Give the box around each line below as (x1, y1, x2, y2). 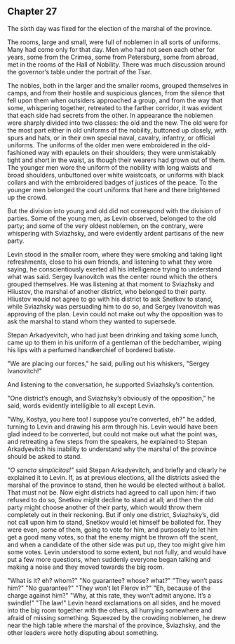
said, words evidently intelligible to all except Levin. (7, 401, 156, 410)
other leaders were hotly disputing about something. (7, 628, 159, 637)
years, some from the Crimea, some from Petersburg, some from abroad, (7, 53, 219, 61)
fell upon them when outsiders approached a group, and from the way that (7, 96, 223, 105)
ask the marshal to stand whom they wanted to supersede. (7, 317, 177, 326)
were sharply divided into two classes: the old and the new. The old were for (7, 119, 228, 127)
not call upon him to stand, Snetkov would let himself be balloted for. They (7, 518, 222, 526)
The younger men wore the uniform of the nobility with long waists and (7, 163, 213, 171)
